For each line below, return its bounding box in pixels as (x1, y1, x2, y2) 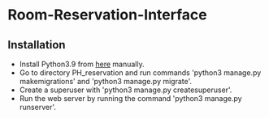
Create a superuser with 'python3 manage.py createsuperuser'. (19, 85, 232, 95)
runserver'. (19, 103, 56, 112)
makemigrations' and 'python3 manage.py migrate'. (19, 77, 193, 86)
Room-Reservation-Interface (7, 6, 208, 24)
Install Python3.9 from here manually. (19, 59, 145, 69)
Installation (7, 38, 66, 52)
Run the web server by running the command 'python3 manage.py (19, 94, 242, 103)
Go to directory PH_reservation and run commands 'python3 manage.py (19, 68, 262, 78)
